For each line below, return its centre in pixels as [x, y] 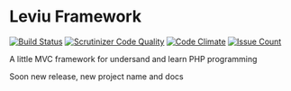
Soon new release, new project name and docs [96, 76]
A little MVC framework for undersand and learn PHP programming [133, 59]
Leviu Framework [76, 17]
